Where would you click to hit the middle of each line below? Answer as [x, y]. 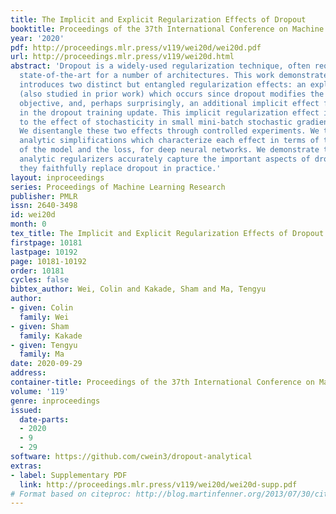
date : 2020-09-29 [46, 364]
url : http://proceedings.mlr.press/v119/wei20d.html [122, 57]
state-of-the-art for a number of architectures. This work [147, 76]
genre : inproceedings [55, 401]
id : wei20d [33, 215]
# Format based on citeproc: [71, 494]
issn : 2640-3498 [44, 206]
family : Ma [42, 354]
